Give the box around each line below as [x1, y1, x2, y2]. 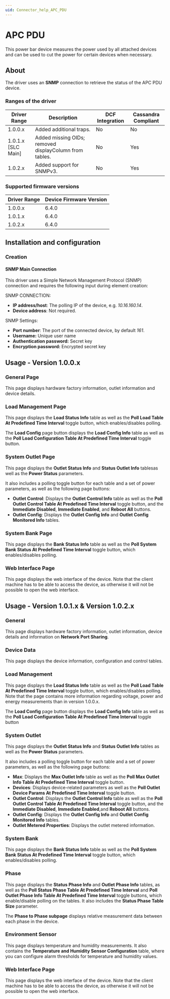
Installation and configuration [5, 238, 101, 247]
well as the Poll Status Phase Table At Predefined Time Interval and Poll [5, 887, 158, 893]
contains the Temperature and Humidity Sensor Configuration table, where [5, 948, 164, 954]
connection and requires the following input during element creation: [5, 283, 148, 289]
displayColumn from [35, 147, 83, 154]
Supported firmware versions [5, 183, 79, 190]
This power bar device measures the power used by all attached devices [5, 46, 157, 52]
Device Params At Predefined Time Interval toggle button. [12, 790, 136, 796]
